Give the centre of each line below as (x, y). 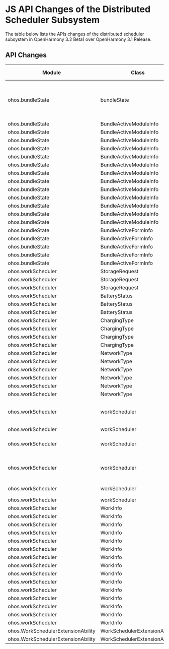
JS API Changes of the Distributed (78, 9)
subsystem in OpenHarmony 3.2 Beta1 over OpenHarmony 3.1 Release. (78, 39)
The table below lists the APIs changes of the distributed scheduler (75, 34)
